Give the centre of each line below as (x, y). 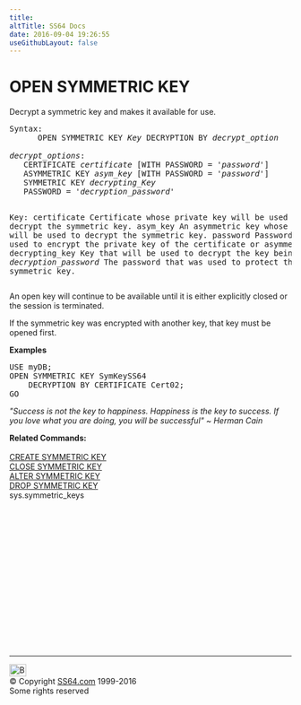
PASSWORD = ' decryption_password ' (99, 192)
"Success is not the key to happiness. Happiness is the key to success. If (144, 411)
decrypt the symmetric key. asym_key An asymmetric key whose (149, 226)
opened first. (33, 333)
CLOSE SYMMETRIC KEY (56, 466)
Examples (28, 350)
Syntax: (26, 129)
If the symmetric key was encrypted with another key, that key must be (140, 323)
